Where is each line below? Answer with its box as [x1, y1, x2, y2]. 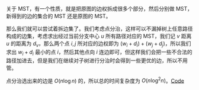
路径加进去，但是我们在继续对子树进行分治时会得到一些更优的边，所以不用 [6, 57, 188, 64]
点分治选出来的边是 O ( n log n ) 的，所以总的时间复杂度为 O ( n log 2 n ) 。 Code [6, 76, 185, 84]
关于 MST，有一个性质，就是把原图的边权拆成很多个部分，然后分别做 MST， [6, 5, 193, 12]
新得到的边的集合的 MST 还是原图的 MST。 [6, 12, 111, 20]
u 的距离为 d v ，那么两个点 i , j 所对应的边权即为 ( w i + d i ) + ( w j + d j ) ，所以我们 [6, 40, 191, 49]
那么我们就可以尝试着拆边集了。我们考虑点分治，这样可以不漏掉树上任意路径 [6, 25, 193, 32]
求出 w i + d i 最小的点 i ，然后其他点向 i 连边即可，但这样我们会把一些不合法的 [6, 48, 192, 57]
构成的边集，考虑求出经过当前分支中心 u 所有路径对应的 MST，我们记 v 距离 [6, 33, 192, 40]
